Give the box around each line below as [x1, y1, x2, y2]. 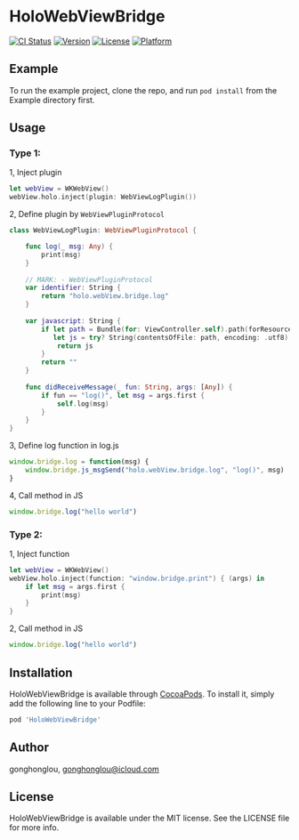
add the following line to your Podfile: [9, 698, 147, 708]
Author [9, 740, 49, 755]
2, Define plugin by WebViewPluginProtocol [9, 209, 165, 220]
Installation [9, 665, 73, 680]
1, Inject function [9, 548, 70, 559]
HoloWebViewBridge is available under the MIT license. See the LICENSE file [9, 812, 290, 824]
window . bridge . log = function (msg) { [9, 457, 149, 466]
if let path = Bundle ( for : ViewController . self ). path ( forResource [41, 325, 293, 334]
